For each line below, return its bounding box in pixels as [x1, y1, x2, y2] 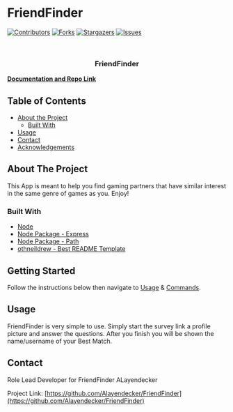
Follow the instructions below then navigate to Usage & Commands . [7, 283, 201, 291]
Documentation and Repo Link [7, 75, 96, 83]
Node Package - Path [17, 237, 79, 245]
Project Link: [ [7, 389, 47, 397]
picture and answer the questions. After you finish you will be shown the [7, 329, 214, 337]
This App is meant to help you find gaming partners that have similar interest [7, 181, 227, 190]
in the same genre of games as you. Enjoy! [7, 189, 129, 197]
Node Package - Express [17, 230, 89, 238]
